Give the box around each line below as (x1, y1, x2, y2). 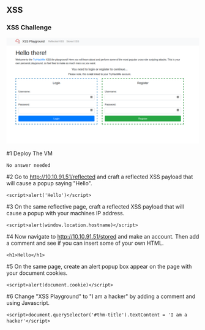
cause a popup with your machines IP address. (6, 210, 125, 217)
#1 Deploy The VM (6, 150, 53, 157)
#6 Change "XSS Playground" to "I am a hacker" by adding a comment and (6, 293, 196, 300)
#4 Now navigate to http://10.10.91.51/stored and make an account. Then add (6, 233, 199, 240)
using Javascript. (6, 299, 50, 307)
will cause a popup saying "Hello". (6, 180, 93, 187)
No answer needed (6, 163, 51, 169)
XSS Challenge (6, 23, 52, 32)
